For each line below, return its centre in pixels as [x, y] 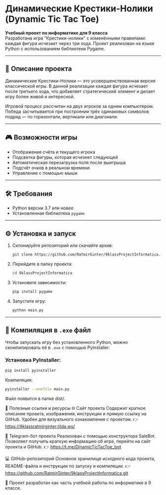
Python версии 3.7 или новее [43, 208]
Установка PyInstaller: [33, 360]
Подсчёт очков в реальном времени [51, 168]
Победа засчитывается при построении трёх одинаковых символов [77, 111]
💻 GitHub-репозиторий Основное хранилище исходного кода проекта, [80, 458]
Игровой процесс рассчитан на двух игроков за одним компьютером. [80, 106]
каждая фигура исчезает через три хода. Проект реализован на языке [80, 43]
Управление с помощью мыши [45, 173]
